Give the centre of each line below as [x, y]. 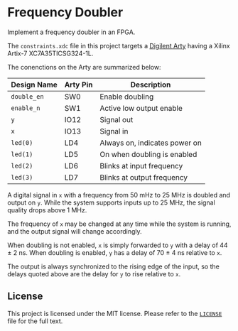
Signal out [116, 119]
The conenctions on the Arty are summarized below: [84, 67]
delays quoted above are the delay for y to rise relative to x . [94, 273]
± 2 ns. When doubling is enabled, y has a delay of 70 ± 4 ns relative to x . [115, 252]
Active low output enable [141, 108]
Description [151, 85]
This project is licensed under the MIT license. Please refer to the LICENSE [115, 313]
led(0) [22, 142]
